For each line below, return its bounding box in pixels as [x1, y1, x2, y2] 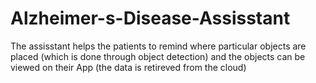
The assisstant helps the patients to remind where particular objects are [10, 40, 307, 52]
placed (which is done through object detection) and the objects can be [10, 50, 306, 62]
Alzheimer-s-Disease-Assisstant [10, 7, 291, 30]
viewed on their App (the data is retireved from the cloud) [10, 61, 247, 73]
